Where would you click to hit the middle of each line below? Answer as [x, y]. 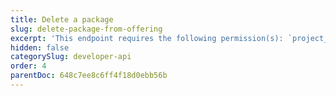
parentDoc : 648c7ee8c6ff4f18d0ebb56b [89, 76]
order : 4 [28, 66]
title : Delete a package [62, 19]
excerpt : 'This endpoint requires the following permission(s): [147, 38]
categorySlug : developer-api [71, 57]
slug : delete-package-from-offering [86, 29]
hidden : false [40, 47]
